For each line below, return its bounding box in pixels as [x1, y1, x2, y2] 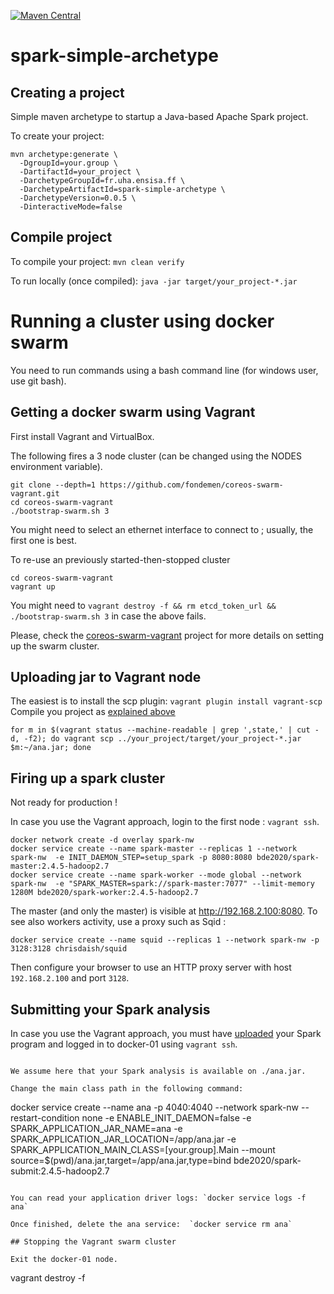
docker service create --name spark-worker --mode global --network [10, 870, 302, 880]
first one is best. [10, 534, 77, 546]
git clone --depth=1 [10, 480, 97, 490]
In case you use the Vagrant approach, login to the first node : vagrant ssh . [10, 816, 320, 828]
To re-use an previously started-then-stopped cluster [10, 553, 231, 565]
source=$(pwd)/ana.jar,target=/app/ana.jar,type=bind [10, 1155, 232, 1166]
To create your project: [10, 130, 105, 142]
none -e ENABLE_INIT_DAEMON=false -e [81, 1112, 252, 1124]
